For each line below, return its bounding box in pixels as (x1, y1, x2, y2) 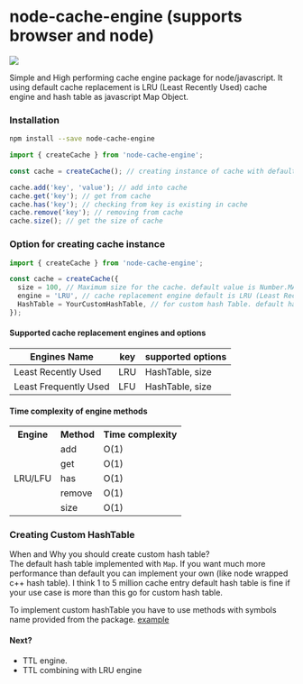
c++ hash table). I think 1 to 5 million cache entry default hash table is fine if (9, 578, 290, 588)
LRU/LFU (14, 472, 52, 485)
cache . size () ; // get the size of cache (9, 216, 164, 226)
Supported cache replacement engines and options (9, 327, 207, 339)
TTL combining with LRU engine (22, 664, 142, 675)
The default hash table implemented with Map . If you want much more (9, 559, 266, 570)
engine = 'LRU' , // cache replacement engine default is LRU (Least (17, 291, 280, 301)
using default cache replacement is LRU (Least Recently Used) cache (9, 81, 268, 92)
